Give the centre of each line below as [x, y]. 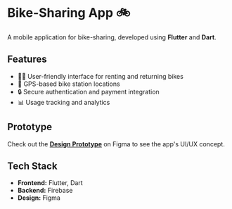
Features [27, 59]
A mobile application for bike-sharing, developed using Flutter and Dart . [112, 37]
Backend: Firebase [45, 191]
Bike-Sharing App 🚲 [69, 13]
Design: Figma [39, 198]
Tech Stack [32, 166]
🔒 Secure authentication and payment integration [88, 91]
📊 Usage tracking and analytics [64, 102]
